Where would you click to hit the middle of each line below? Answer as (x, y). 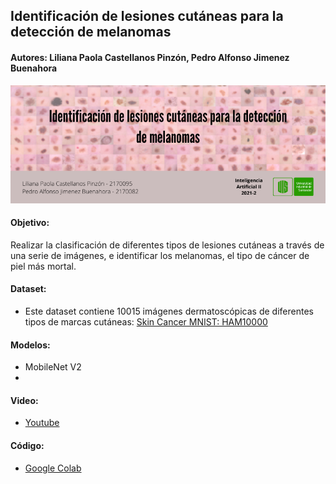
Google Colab (53, 468)
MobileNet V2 (53, 367)
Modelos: (30, 345)
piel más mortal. (43, 266)
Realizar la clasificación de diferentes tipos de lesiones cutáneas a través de (167, 245)
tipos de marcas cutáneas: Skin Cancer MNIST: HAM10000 (146, 322)
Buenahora (34, 68)
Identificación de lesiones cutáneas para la (147, 16)
